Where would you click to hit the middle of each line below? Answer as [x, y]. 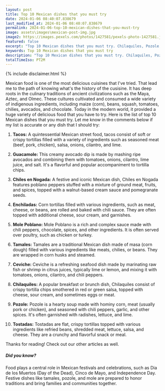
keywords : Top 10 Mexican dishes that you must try [59, 51]
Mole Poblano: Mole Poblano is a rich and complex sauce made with [82, 225]
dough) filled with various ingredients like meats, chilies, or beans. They [85, 250]
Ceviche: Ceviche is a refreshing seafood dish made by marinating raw [84, 264]
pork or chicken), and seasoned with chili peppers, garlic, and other [81, 310]
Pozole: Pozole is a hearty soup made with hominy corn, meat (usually [84, 304]
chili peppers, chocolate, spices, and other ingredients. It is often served [86, 230]
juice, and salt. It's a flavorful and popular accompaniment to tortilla [81, 165]
